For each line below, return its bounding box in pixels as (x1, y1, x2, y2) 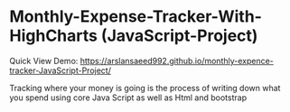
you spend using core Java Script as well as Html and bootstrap (9, 92, 247, 103)
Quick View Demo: (9, 55, 79, 66)
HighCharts (9, 25, 98, 46)
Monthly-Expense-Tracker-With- (9, 6, 262, 27)
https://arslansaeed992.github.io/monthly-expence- (80, 55, 274, 66)
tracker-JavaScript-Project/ (9, 65, 111, 76)
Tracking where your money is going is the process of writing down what (9, 82, 281, 93)
